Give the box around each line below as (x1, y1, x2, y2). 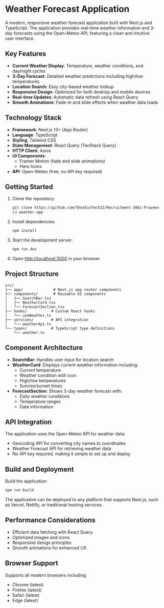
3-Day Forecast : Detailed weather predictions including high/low (12, 73, 143, 79)
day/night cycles (12, 68, 46, 74)
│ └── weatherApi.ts (5, 321, 51, 327)
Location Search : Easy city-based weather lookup (12, 84, 114, 90)
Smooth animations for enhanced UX (12, 545, 87, 550)
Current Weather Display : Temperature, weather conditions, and (12, 62, 143, 68)
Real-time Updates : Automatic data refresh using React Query (12, 94, 139, 100)
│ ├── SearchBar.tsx (5, 296, 51, 301)
